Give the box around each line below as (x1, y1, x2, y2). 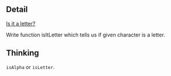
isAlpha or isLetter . (6, 63, 55, 70)
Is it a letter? (6, 20, 36, 27)
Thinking (6, 48, 40, 58)
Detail (6, 5, 28, 15)
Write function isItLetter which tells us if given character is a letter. (6, 31, 165, 38)
